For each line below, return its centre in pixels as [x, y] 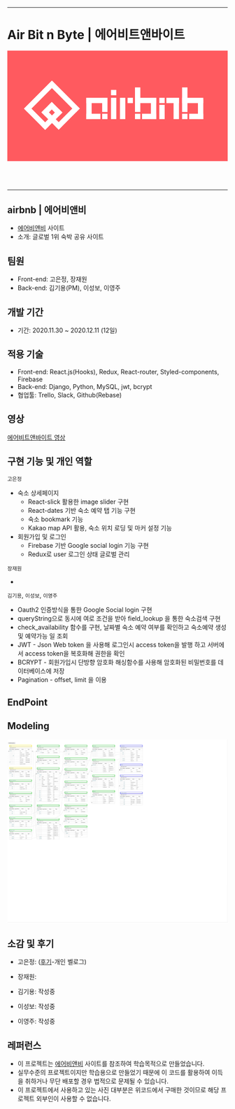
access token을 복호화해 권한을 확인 [75, 654]
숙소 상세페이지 [38, 493]
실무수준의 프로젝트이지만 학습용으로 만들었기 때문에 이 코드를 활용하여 [114, 1073]
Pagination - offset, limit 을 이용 [62, 680]
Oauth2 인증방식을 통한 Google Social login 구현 [85, 610]
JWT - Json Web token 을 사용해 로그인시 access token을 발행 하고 [112, 645]
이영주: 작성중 [36, 1022]
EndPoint [27, 702]
